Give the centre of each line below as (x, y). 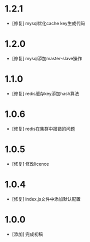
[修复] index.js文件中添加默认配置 (46, 199)
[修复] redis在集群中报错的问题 (43, 129)
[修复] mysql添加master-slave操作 (47, 58)
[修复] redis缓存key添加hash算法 (45, 93)
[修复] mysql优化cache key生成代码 (48, 23)
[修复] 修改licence (30, 164)
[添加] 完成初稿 (27, 234)
